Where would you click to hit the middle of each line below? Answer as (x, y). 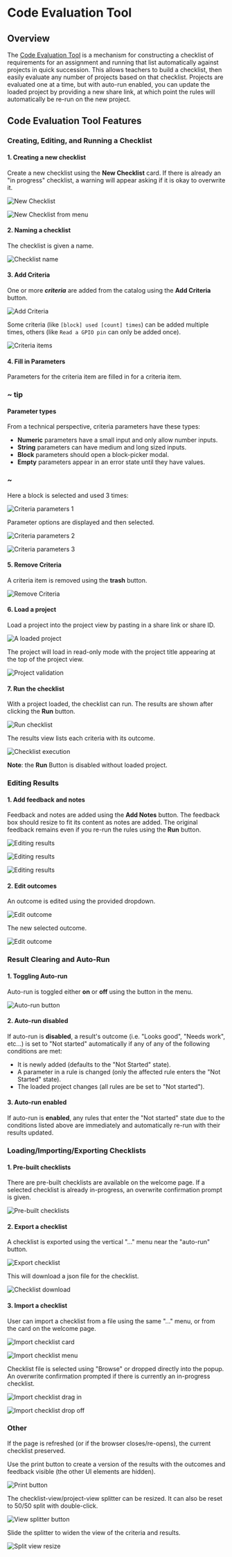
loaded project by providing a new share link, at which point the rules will (111, 92)
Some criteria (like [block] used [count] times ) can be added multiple (108, 325)
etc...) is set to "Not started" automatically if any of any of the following (108, 1043)
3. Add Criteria (29, 275)
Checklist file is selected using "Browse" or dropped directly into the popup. (116, 1368)
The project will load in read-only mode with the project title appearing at (111, 652)
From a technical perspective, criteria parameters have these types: (104, 427)
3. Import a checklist (37, 1305)
